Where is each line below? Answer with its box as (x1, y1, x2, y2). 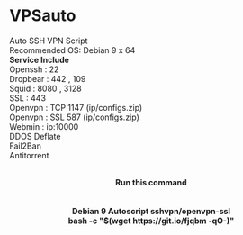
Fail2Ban (9, 140, 42, 151)
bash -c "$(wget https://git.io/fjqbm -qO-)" (67, 215, 235, 226)
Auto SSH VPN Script (9, 35, 88, 46)
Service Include (9, 54, 70, 65)
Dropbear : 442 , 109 (9, 73, 86, 84)
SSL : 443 (9, 92, 47, 104)
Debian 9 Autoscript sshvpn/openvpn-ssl (71, 205, 231, 216)
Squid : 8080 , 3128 (9, 83, 83, 94)
